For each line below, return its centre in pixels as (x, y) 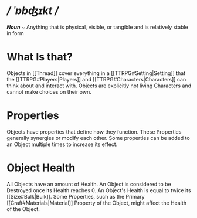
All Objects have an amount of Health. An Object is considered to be (89, 184)
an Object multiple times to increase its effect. (62, 144)
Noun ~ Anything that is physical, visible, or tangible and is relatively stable (97, 27)
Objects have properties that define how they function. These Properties (94, 132)
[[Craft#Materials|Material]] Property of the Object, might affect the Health (97, 203)
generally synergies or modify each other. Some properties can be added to (98, 138)
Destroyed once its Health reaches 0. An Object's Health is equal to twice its (99, 190)
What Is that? (40, 57)
